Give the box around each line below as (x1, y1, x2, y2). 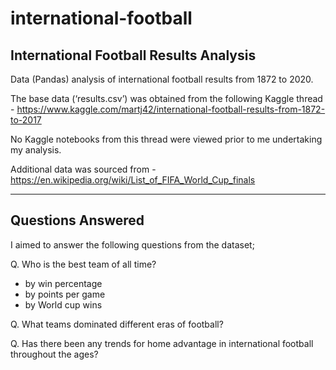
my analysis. (10, 144, 62, 156)
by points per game (24, 288, 106, 300)
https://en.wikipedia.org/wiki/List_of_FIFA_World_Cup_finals (10, 174, 256, 186)
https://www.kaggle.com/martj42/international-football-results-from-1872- (16, 103, 326, 115)
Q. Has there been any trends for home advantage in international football (10, 337, 314, 349)
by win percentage (24, 277, 103, 289)
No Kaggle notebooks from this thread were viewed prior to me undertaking (10, 133, 323, 145)
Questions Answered (10, 212, 145, 229)
